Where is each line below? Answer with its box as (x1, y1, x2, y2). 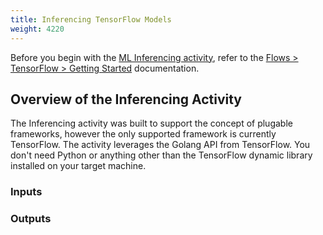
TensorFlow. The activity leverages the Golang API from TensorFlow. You (10, 139, 311, 151)
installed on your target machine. (10, 160, 147, 172)
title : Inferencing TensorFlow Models (10, 14, 172, 25)
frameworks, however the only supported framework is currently (10, 128, 277, 140)
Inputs (10, 185, 43, 199)
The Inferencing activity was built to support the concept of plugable (10, 117, 293, 130)
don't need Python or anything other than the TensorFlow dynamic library (10, 149, 313, 161)
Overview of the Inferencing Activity (10, 91, 243, 108)
